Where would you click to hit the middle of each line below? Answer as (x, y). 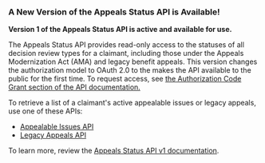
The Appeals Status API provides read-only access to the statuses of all (127, 45)
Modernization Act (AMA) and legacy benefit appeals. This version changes (133, 62)
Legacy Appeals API (53, 135)
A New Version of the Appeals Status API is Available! (115, 12)
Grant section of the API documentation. (75, 87)
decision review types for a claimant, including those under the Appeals (126, 54)
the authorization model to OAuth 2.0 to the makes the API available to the (130, 70)
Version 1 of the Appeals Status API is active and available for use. (120, 30)
